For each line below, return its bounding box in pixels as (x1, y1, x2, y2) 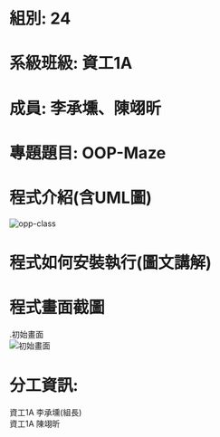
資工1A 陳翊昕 (9, 418, 61, 429)
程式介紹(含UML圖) (9, 187, 152, 208)
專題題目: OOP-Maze (9, 142, 167, 163)
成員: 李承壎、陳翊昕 (9, 98, 161, 119)
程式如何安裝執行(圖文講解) (9, 252, 213, 272)
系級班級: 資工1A (9, 53, 133, 73)
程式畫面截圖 (9, 298, 106, 318)
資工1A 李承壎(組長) (9, 406, 82, 417)
